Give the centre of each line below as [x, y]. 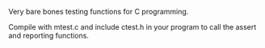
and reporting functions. [48, 36]
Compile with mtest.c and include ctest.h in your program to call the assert [132, 27]
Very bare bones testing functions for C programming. [99, 12]
